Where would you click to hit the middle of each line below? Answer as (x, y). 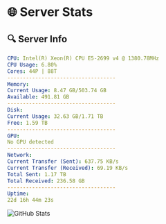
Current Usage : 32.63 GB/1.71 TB (55, 116)
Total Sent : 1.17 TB (37, 174)
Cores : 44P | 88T (32, 71)
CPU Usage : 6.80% (32, 64)
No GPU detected (30, 142)
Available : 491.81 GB (38, 97)
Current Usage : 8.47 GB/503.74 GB (57, 91)
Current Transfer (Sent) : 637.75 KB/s (63, 162)
